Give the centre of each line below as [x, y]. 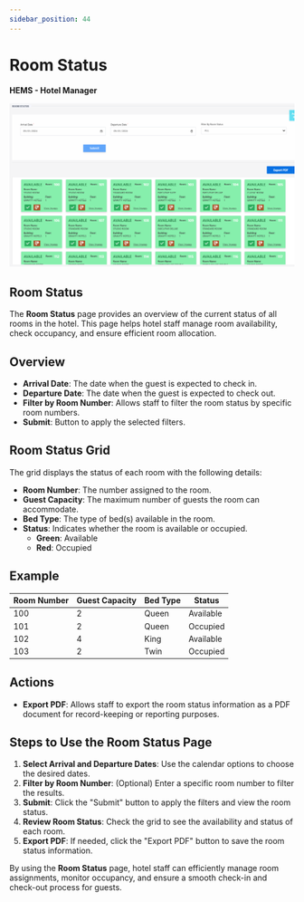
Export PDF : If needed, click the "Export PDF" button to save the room [153, 841]
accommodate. [51, 509]
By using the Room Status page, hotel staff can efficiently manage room [144, 868]
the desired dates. [56, 773]
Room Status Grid [60, 451]
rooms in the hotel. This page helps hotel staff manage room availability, [143, 324]
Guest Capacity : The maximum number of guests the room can [141, 499]
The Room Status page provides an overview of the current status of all [143, 314]
